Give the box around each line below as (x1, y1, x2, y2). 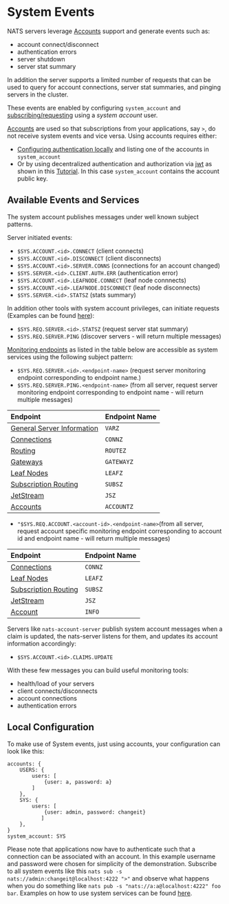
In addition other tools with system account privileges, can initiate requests (7, 304, 220, 312)
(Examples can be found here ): (7, 311, 95, 319)
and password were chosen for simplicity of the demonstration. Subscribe (7, 859, 217, 867)
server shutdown (17, 54, 65, 63)
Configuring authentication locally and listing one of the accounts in (17, 145, 210, 153)
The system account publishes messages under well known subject (7, 212, 199, 221)
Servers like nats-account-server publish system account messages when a (7, 625, 223, 633)
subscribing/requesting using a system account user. (7, 111, 158, 119)
